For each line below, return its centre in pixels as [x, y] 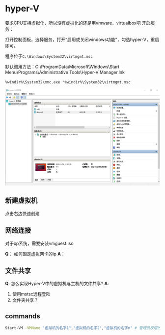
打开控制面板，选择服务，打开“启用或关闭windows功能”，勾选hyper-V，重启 [82, 39]
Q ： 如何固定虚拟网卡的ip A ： [35, 254]
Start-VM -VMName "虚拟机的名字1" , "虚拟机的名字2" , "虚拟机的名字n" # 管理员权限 [81, 328]
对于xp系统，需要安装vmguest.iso [39, 243]
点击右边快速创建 [22, 213]
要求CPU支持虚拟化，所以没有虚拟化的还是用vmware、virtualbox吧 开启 [78, 23]
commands [23, 316]
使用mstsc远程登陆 [31, 294]
